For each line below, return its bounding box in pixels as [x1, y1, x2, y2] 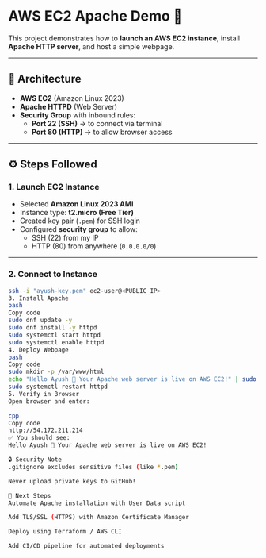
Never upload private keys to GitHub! [8, 477, 136, 485]
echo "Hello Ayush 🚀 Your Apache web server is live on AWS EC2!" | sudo [8, 375, 257, 383]
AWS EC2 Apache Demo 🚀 [8, 7, 183, 25]
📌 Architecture [8, 72, 82, 86]
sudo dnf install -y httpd [8, 324, 97, 332]
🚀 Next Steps [8, 491, 51, 499]
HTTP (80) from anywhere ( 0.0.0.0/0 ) [31, 241, 157, 251]
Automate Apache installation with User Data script [8, 499, 186, 507]
